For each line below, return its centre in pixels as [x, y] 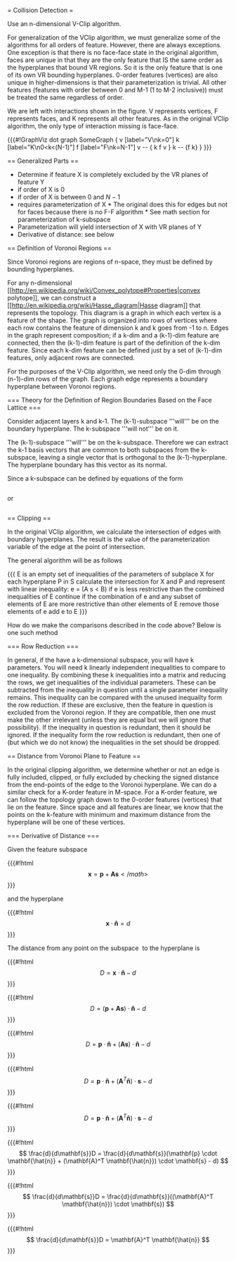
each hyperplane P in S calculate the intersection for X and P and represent [116, 582]
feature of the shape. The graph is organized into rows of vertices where [112, 320]
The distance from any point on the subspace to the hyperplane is [104, 948]
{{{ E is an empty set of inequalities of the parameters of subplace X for [111, 574]
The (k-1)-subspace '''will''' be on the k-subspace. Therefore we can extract [118, 442]
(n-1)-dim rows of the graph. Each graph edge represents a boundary [108, 379]
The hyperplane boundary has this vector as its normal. [87, 465]
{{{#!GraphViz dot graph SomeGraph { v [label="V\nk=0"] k [93, 140]
